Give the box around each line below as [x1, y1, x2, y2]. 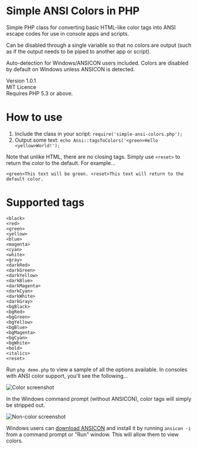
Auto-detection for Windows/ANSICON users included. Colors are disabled [6, 59, 189, 66]
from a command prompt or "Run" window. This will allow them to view [6, 431, 179, 438]
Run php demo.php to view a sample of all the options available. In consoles [6, 366, 188, 373]
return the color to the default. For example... [6, 159, 115, 167]
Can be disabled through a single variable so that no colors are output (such [6, 42, 192, 49]
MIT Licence [6, 83, 37, 90]
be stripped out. [6, 402, 46, 409]
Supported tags [6, 196, 85, 209]
